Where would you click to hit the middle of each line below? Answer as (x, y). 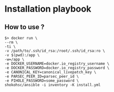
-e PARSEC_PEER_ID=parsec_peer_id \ (42, 76)
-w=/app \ (15, 59)
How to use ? (25, 27)
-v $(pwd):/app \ (22, 55)
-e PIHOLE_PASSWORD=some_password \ (42, 81)
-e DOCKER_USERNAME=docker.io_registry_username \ (57, 64)
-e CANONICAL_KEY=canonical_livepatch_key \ (50, 72)
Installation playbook (48, 9)
